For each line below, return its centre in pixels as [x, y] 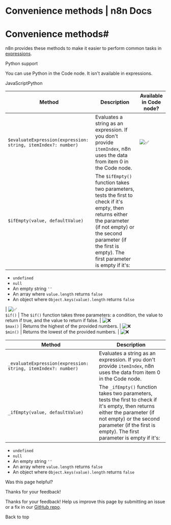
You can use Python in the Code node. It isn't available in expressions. [79, 73]
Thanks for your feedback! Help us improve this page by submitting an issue [85, 502]
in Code [151, 102]
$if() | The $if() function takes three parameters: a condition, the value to [84, 315]
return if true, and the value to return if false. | [53, 320]
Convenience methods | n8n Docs [79, 11]
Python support [22, 64]
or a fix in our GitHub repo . [33, 507]
